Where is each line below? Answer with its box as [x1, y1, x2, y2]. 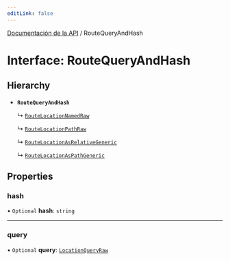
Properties [7, 171, 53, 182]
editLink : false [7, 10, 53, 17]
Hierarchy [7, 80, 51, 92]
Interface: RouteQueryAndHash [7, 53, 191, 68]
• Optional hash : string [7, 206, 75, 215]
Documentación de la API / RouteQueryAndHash [7, 29, 144, 37]
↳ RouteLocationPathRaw [16, 124, 87, 133]
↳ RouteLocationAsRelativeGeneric [16, 137, 118, 146]
